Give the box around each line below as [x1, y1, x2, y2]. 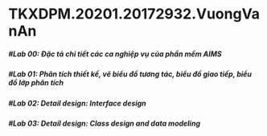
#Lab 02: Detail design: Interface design [8, 98, 146, 108]
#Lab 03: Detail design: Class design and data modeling [8, 118, 201, 128]
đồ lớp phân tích [8, 78, 64, 88]
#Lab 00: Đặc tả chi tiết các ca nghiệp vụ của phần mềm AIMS [8, 49, 223, 59]
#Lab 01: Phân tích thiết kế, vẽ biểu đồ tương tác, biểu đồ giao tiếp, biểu [8, 69, 252, 79]
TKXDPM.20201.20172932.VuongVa [8, 5, 260, 23]
